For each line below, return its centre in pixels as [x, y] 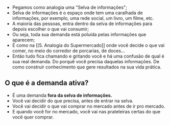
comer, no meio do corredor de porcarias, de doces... [68, 51]
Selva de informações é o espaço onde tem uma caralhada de [78, 13]
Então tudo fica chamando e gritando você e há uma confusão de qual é [88, 56]
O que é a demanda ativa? [47, 83]
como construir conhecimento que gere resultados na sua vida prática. [87, 67]
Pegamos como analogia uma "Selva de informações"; [69, 7]
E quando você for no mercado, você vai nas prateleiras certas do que [86, 111]
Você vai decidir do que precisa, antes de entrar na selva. [73, 101]
